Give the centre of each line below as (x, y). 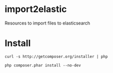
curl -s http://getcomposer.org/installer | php (56, 56)
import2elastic (36, 9)
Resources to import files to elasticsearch (47, 23)
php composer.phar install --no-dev (43, 65)
